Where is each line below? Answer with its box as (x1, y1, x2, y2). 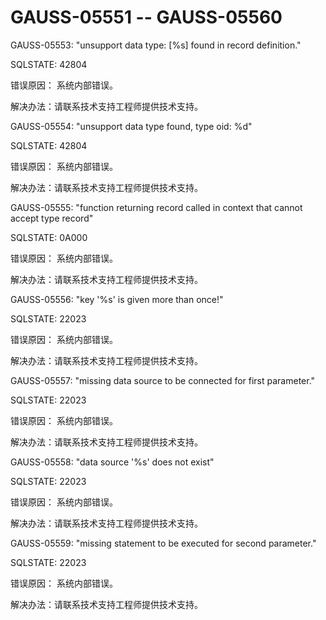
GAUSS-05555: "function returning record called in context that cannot (10, 201, 303, 213)
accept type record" (10, 212, 94, 224)
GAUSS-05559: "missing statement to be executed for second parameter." (10, 537, 317, 549)
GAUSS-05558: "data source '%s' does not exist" (10, 456, 215, 468)
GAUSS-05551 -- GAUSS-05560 (10, 6, 283, 29)
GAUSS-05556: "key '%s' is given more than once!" (10, 293, 224, 305)
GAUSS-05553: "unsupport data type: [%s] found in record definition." (10, 39, 302, 51)
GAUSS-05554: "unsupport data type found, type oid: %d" (10, 120, 253, 132)
